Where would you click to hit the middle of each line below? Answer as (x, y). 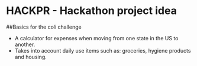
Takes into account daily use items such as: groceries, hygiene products (103, 50)
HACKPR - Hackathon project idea (92, 11)
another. (25, 44)
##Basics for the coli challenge (44, 27)
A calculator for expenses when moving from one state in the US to (96, 38)
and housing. (31, 57)
